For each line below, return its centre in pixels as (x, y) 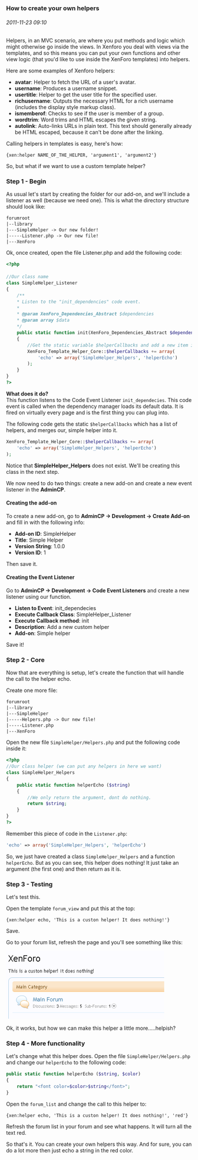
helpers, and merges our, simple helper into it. (62, 430)
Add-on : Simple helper (42, 633)
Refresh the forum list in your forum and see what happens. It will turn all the (99, 1126)
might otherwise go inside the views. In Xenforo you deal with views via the (98, 47)
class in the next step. (33, 472)
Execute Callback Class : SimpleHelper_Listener (73, 614)
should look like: (26, 207)
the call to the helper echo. (39, 679)
